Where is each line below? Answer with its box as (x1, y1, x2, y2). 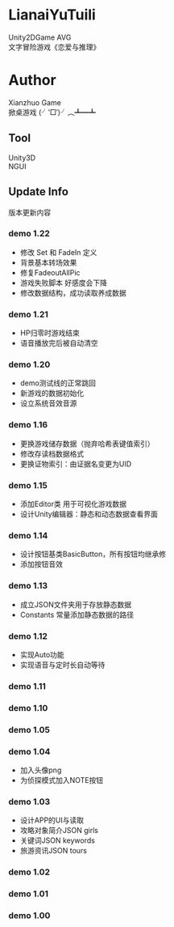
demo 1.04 (8, 746, 51, 757)
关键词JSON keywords (19, 836, 95, 845)
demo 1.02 (8, 866, 51, 878)
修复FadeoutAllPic (19, 267, 81, 277)
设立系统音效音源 (19, 398, 77, 408)
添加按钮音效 (19, 559, 63, 569)
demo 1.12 (8, 630, 48, 641)
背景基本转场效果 (19, 257, 77, 267)
